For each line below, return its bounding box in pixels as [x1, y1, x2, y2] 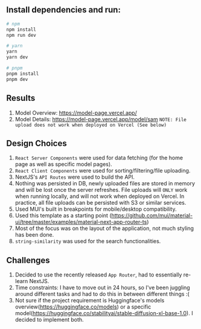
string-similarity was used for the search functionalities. [14, 238, 161, 245]
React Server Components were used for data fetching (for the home [14, 154, 183, 162]
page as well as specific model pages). [14, 161, 113, 168]
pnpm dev [6, 76, 28, 82]
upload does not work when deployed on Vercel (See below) [14, 122, 167, 128]
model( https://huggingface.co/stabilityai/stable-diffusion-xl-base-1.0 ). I [14, 310, 193, 317]
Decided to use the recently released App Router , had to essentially [14, 271, 182, 278]
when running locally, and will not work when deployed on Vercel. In [14, 193, 185, 200]
